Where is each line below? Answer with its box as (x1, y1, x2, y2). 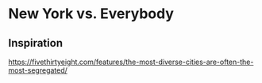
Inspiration (8, 36, 64, 50)
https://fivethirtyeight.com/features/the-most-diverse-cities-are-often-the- (8, 57, 254, 66)
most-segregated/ (8, 66, 67, 75)
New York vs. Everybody (8, 5, 175, 23)
